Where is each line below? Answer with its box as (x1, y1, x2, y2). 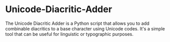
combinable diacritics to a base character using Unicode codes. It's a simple (5, 25, 165, 31)
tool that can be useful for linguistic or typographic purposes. (5, 31, 133, 37)
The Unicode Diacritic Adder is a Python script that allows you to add (5, 20, 150, 26)
